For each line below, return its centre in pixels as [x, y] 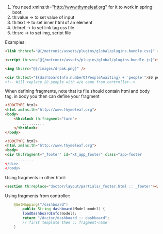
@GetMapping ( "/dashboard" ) [41, 204]
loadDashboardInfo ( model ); [50, 214]
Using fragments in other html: [36, 177]
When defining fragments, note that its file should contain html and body [77, 91]
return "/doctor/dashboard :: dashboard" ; [66, 218]
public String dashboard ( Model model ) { [64, 209]
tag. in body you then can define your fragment [52, 96]
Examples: [15, 42]
